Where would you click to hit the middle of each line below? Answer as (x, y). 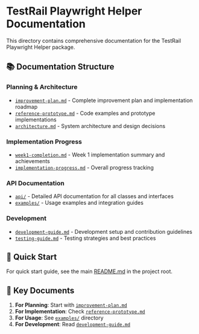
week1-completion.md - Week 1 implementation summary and (90, 155)
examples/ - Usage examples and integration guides (79, 203)
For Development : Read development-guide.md (73, 324)
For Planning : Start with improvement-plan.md (71, 305)
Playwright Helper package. (41, 47)
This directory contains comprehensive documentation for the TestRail (94, 40)
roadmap (26, 106)
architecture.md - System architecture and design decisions (90, 126)
